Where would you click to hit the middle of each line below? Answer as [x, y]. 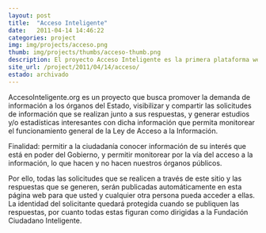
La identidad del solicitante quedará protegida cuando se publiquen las [124, 204]
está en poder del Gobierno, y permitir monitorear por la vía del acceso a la [131, 155]
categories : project [42, 38]
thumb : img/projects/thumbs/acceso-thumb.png [84, 52]
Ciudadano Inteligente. [45, 220]
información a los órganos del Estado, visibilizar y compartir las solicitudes [130, 105]
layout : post [30, 15]
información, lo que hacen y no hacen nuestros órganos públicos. [115, 162]
